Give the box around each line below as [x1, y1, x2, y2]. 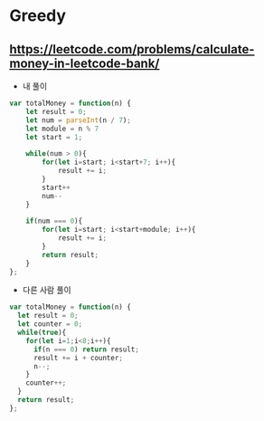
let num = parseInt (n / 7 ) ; [25, 115, 131, 125]
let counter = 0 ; [17, 320, 83, 329]
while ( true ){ [17, 328, 67, 337]
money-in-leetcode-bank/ [9, 55, 160, 71]
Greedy [9, 5, 66, 26]
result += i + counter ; [33, 353, 124, 362]
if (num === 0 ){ [25, 216, 83, 226]
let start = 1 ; [25, 132, 83, 141]
